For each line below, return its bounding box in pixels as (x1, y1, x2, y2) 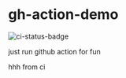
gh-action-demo (8, 6, 119, 24)
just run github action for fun (8, 46, 101, 56)
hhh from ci (8, 61, 46, 72)
